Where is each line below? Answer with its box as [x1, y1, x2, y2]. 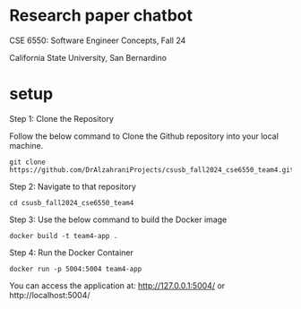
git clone [9, 158, 47, 167]
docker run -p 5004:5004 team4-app [9, 264, 142, 273]
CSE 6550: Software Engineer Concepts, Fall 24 [9, 35, 186, 46]
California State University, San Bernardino [9, 52, 168, 63]
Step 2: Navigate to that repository [9, 181, 137, 192]
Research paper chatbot [9, 5, 193, 26]
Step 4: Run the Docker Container [9, 247, 134, 258]
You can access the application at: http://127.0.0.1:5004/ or [9, 279, 226, 291]
